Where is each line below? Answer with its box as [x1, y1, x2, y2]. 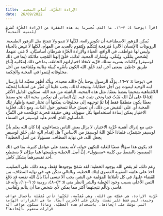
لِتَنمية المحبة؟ [5, 29, 36, 34]
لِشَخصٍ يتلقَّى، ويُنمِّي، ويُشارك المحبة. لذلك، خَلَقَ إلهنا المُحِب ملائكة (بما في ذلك [5, 53, 148, 59]
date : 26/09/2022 [5, 12, 43, 17]
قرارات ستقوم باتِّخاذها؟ [5, 206, 54, 211]
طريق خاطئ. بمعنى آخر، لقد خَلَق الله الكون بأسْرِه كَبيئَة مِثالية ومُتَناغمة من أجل [5, 64, 147, 70]
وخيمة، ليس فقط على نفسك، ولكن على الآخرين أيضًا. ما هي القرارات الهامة [5, 198, 153, 202]
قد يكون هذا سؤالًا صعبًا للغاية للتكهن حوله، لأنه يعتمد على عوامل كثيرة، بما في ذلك [5, 144, 152, 149]
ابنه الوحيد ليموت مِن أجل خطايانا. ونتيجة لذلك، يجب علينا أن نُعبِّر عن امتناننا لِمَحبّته [5, 83, 152, 89]
